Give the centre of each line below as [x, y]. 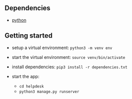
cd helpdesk [31, 86]
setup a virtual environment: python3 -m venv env [62, 48]
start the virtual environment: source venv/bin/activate [68, 57]
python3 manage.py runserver [49, 92]
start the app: [25, 76]
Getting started [29, 36]
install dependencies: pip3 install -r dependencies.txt [69, 67]
